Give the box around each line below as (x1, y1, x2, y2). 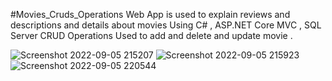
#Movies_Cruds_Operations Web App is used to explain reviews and (10, 9, 291, 20)
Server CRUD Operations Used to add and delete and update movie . (10, 30, 293, 41)
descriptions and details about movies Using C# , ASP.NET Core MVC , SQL (10, 19, 322, 31)
